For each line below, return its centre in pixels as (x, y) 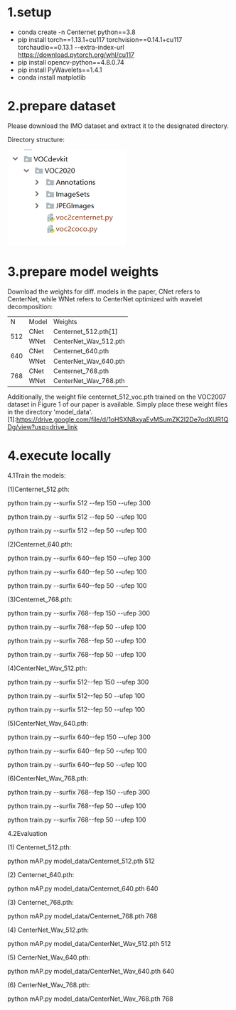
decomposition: (30, 306)
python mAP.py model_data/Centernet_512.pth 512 (81, 861)
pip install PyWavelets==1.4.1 (60, 70)
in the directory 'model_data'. (50, 412)
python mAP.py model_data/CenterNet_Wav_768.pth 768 (91, 999)
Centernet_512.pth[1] (85, 331)
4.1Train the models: (37, 475)
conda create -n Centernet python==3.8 (77, 32)
